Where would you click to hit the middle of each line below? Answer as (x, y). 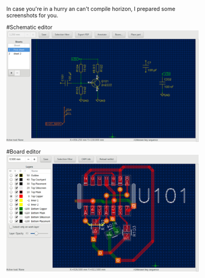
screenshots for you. (32, 15)
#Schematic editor (30, 27)
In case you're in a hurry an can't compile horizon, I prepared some (91, 9)
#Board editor (24, 152)
